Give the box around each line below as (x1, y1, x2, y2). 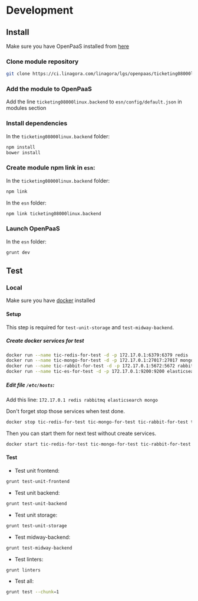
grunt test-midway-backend (6, 545, 72, 551)
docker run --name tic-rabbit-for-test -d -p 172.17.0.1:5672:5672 (6, 363, 176, 369)
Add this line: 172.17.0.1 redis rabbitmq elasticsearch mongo (6, 397, 158, 404)
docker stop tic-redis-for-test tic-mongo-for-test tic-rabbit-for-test (6, 419, 189, 425)
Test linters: (14, 555, 44, 563)
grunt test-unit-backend (6, 501, 67, 506)
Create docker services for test (6, 337, 84, 345)
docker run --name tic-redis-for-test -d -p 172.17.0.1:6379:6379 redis (6, 352, 189, 358)
